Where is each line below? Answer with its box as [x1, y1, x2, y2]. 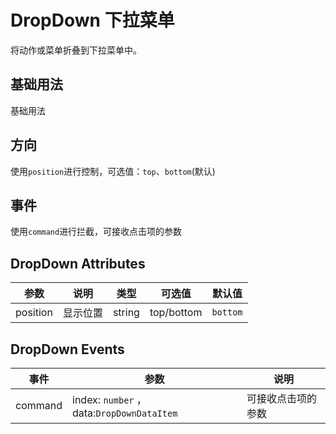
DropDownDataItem [95, 408, 178, 419]
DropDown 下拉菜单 [10, 9, 175, 32]
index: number [72, 393, 135, 406]
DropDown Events [10, 341, 125, 358]
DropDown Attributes [10, 255, 146, 272]
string [112, 306, 140, 320]
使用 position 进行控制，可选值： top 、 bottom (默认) [10, 165, 216, 177]
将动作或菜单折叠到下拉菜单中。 [10, 44, 142, 56]
